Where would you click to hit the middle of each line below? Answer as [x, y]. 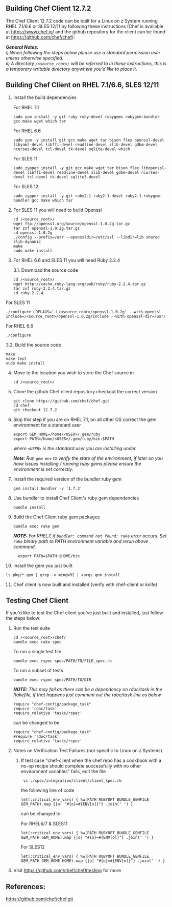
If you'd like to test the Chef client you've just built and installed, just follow [84, 613]
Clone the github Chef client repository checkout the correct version [85, 391]
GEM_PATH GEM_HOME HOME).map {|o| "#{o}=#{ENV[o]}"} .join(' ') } [93, 861]
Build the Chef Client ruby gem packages [56, 517]
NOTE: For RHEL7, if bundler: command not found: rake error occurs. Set [90, 536]
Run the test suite [32, 628]
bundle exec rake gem [36, 526]
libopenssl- [154, 168]
